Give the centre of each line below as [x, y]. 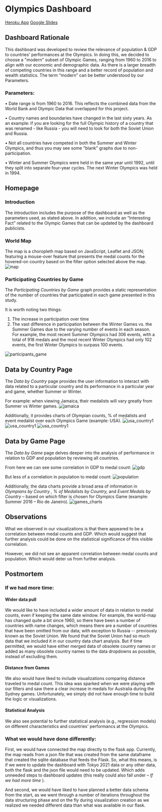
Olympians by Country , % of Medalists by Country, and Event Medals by [78, 491]
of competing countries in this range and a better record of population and [79, 70]
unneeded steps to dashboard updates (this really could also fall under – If [79, 775]
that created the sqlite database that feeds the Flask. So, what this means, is [81, 760]
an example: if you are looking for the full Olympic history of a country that [79, 123]
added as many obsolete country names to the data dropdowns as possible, [81, 651]
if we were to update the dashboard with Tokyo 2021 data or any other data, [81, 765]
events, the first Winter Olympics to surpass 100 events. [68, 345]
